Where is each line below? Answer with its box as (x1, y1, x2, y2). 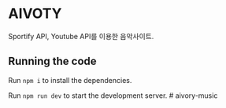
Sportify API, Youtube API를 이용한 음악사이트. (8, 31, 154, 41)
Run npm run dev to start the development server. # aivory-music (8, 91, 218, 100)
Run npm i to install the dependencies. (8, 75, 132, 85)
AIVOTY (8, 5, 62, 23)
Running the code (8, 55, 97, 68)
